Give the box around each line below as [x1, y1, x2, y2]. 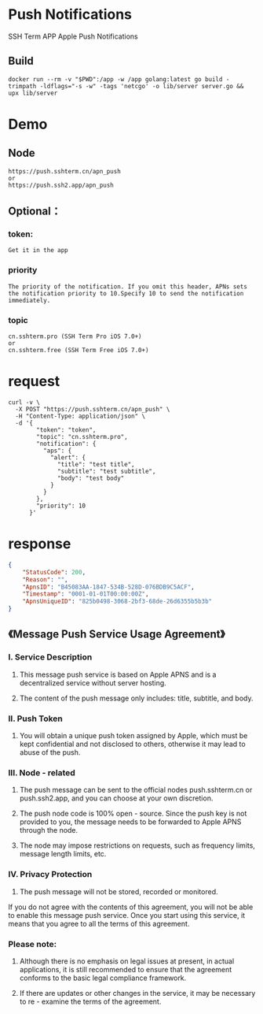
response [8, 535, 71, 553]
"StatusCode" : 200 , [22, 568, 86, 576]
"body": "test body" [57, 474, 125, 482]
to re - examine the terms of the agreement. [19, 997, 162, 1006]
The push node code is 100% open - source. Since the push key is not [19, 809, 247, 819]
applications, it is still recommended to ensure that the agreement [19, 964, 232, 974]
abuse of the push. [19, 748, 81, 757]
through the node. [19, 826, 79, 835]
